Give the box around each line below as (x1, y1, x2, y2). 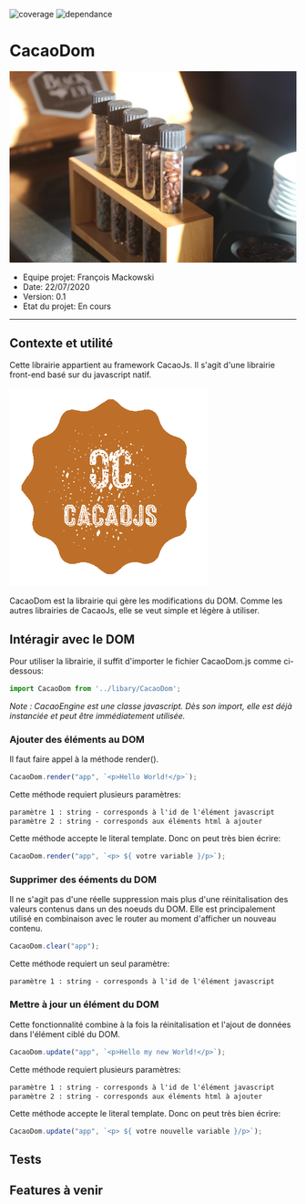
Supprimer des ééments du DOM (9, 873, 158, 886)
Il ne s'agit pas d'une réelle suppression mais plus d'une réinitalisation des (9, 894, 289, 905)
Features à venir (9, 1183, 103, 1199)
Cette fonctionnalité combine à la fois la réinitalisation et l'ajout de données (9, 1019, 291, 1030)
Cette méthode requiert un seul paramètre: (9, 958, 170, 970)
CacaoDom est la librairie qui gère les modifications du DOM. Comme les (9, 595, 283, 606)
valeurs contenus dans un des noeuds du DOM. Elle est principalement (9, 903, 276, 915)
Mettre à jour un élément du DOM (9, 998, 159, 1011)
